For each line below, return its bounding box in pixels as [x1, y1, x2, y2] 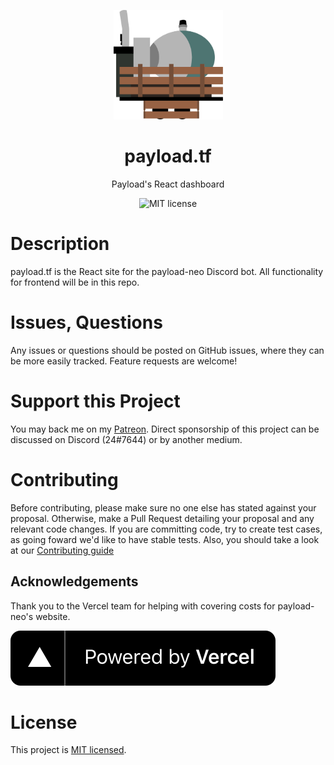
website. [35, 610, 71, 622]
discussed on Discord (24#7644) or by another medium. [10, 433, 243, 445]
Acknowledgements [10, 573, 139, 590]
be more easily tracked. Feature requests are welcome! [10, 355, 238, 367]
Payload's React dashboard [111, 178, 225, 190]
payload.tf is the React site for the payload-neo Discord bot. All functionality [10, 265, 324, 277]
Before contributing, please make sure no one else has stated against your [10, 501, 317, 514]
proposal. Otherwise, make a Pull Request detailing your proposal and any [10, 512, 315, 524]
